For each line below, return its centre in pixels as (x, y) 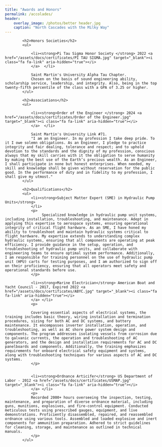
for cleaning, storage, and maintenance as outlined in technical (73, 428)
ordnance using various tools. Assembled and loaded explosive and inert (81, 419)
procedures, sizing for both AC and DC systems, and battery (68, 321)
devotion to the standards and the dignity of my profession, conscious (80, 151)
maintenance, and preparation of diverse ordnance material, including (79, 402)
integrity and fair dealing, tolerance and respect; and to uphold (75, 147)
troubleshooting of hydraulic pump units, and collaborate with (71, 249)
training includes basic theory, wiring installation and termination (78, 317)
